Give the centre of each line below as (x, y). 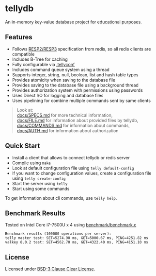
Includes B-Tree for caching (40, 59)
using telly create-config (39, 178)
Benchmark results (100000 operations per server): (58, 234)
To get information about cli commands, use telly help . (61, 198)
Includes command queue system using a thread (61, 69)
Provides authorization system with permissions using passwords (77, 90)
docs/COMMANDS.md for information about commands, (73, 125)
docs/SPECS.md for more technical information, (65, 115)
